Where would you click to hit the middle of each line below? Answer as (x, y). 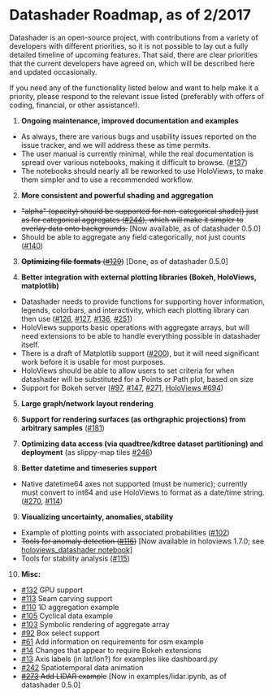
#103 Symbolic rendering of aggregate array (95, 624)
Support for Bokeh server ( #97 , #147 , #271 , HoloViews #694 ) (122, 387)
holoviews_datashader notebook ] (77, 549)
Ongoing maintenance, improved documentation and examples (130, 120)
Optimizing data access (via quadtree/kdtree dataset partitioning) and (142, 444)
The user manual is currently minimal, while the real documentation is (137, 154)
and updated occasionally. (53, 71)
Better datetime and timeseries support (89, 468)
